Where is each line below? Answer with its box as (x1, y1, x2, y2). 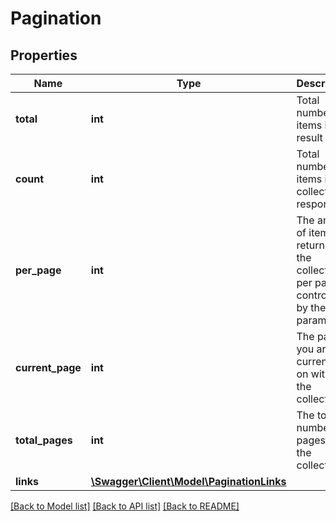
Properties (10, 47, 78, 64)
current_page (15, 361, 82, 374)
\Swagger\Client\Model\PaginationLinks (90, 475, 287, 488)
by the (296, 301, 327, 314)
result (296, 131, 323, 144)
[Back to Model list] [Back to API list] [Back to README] (10, 500, 240, 512)
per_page (15, 263, 62, 277)
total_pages (15, 433, 73, 447)
